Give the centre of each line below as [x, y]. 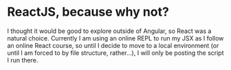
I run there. [23, 60]
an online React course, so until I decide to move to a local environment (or [113, 45]
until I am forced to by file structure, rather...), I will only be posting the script [115, 53]
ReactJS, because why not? [88, 12]
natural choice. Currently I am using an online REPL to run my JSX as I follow [115, 38]
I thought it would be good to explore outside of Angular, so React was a [109, 31]
